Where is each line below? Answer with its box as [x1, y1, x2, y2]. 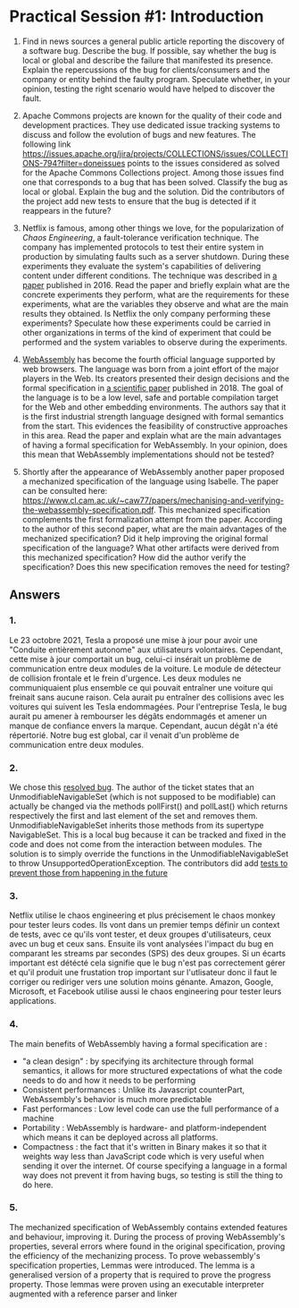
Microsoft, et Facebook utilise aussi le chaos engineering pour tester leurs [9, 986, 282, 997]
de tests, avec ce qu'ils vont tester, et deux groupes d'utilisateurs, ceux [9, 929, 272, 940]
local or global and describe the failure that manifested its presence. [21, 55, 274, 65]
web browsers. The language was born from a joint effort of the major [21, 363, 279, 374]
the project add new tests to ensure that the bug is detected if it [21, 195, 257, 207]
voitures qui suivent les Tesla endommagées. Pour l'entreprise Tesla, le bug [9, 701, 287, 712]
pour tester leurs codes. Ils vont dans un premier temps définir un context [9, 920, 280, 930]
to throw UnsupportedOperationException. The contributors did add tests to [9, 857, 288, 869]
